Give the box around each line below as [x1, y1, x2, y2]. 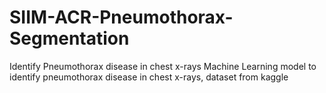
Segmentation [9, 27, 130, 50]
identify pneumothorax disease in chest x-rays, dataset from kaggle [9, 71, 289, 83]
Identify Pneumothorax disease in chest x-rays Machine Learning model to [9, 60, 317, 72]
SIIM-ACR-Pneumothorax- [9, 6, 234, 29]
